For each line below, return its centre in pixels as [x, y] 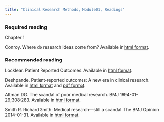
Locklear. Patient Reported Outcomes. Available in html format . [69, 71]
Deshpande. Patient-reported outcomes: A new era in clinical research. [77, 80]
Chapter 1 [15, 37]
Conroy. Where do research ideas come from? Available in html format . [77, 47]
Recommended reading [34, 60]
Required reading [26, 27]
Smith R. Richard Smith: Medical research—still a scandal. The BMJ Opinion [82, 110]
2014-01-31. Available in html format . [42, 115]
